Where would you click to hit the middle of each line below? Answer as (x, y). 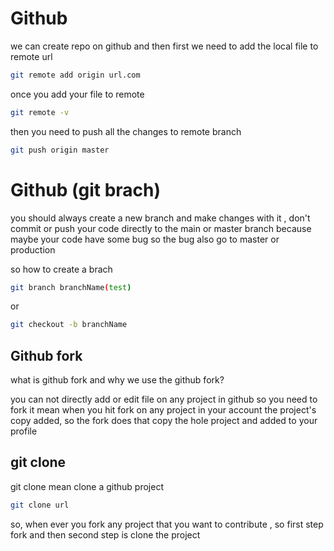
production (33, 249)
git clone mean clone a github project (87, 486)
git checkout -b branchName (69, 325)
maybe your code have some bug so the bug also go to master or (145, 239)
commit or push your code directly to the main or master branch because (161, 228)
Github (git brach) (86, 189)
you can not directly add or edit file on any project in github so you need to (164, 399)
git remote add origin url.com (75, 75)
